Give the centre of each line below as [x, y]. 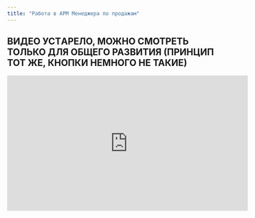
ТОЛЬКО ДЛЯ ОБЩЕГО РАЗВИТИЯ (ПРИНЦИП [111, 52]
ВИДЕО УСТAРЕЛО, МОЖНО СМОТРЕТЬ [98, 42]
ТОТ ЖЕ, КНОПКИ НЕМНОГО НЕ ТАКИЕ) [97, 63]
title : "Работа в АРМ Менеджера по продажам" [73, 13]
